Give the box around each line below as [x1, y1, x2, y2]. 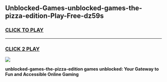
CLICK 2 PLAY [5, 45, 40, 52]
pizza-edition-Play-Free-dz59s [5, 12, 104, 20]
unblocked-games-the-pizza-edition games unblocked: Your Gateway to [5, 66, 159, 72]
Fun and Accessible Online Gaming [5, 71, 79, 77]
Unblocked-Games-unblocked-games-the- [5, 4, 143, 12]
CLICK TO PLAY [5, 27, 44, 34]
